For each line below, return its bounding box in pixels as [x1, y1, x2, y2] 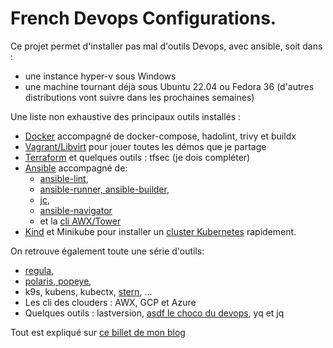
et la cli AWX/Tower [39, 215, 122, 227]
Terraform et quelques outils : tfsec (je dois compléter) [24, 151, 251, 163]
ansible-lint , [39, 172, 89, 184]
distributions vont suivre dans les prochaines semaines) [24, 91, 255, 103]
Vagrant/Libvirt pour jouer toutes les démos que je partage [24, 140, 267, 152]
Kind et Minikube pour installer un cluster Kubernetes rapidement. [24, 225, 297, 237]
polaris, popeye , [24, 275, 92, 287]
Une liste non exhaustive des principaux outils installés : [10, 110, 242, 122]
